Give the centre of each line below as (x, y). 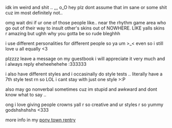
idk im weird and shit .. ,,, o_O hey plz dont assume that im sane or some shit (86, 7)
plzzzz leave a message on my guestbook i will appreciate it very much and (85, 59)
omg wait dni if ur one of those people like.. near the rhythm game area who (86, 23)
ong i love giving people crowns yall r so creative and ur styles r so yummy (84, 105)
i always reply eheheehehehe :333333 (46, 64)
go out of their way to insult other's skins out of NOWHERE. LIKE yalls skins (85, 28)
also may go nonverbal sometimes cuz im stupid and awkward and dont (81, 89)
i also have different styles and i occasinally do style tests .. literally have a (84, 74)
